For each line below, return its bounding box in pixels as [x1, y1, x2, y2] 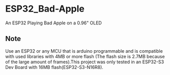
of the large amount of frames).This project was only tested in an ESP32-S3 [5, 59, 164, 65]
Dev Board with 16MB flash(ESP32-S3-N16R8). [5, 64, 103, 70]
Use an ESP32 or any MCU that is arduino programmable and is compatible [5, 48, 163, 54]
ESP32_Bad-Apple [5, 3, 85, 15]
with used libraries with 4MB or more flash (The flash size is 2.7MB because [5, 53, 165, 59]
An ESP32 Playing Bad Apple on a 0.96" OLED [5, 20, 102, 26]
